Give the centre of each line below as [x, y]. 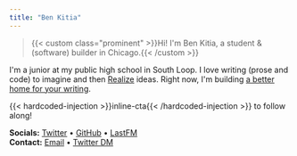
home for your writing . [50, 88]
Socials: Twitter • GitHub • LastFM [74, 132]
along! [21, 115]
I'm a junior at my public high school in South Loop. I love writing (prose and [149, 70]
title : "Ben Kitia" [45, 17]
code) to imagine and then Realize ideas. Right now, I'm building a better [142, 79]
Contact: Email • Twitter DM [62, 142]
